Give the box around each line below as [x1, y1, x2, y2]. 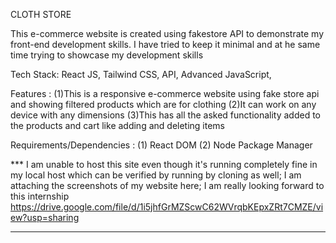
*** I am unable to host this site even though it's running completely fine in [10, 159, 318, 170]
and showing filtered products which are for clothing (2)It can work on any [10, 99, 317, 110]
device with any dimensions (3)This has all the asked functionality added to [10, 109, 322, 121]
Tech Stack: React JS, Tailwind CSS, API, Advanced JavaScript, [10, 69, 272, 80]
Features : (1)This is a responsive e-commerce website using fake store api [10, 88, 320, 99]
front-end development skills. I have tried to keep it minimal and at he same [10, 39, 321, 50]
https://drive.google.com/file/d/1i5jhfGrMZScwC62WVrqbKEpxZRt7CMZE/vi [10, 201, 324, 213]
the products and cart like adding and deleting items [10, 120, 226, 131]
